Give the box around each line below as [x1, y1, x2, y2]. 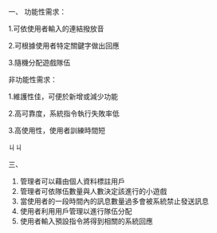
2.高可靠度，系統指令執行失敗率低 [8, 109, 120, 118]
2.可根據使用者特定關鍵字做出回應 [8, 41, 120, 50]
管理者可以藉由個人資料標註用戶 [19, 176, 125, 186]
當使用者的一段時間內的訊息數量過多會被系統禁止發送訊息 [19, 196, 209, 206]
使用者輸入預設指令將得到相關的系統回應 [19, 216, 153, 226]
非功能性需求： [8, 75, 57, 84]
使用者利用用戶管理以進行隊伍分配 [19, 207, 132, 215]
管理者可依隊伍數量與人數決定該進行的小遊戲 [19, 187, 168, 195]
